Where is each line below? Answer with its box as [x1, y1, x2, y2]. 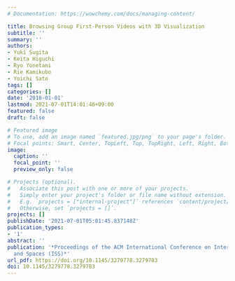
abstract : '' [7, 237, 45, 244]
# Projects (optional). [7, 179, 77, 186]
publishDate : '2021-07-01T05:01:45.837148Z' [7, 218, 139, 225]
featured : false [7, 108, 55, 115]
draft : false [7, 114, 45, 121]
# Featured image [7, 127, 58, 134]
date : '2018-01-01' [7, 95, 64, 102]
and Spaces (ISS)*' [13, 250, 71, 257]
